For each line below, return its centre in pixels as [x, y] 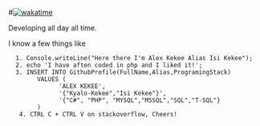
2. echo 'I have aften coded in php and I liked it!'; [109, 65]
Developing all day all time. [53, 28]
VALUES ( [52, 79]
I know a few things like [47, 43]
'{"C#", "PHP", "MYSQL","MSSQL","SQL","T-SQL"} [140, 100]
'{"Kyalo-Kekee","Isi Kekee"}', [113, 93]
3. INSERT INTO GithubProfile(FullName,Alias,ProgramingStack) [123, 72]
